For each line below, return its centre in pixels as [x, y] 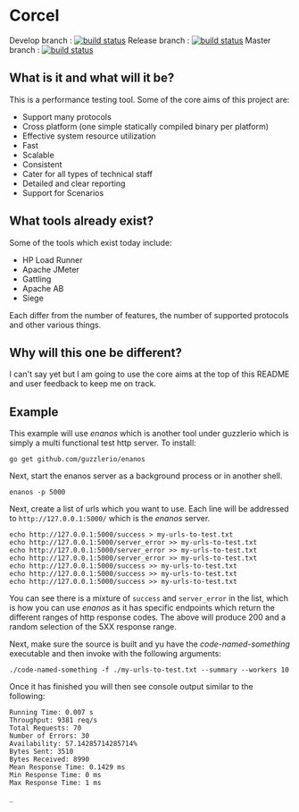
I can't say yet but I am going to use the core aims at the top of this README [149, 374]
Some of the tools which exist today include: [91, 242]
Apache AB [43, 288]
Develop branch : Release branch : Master [140, 40]
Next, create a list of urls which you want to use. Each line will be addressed [149, 509]
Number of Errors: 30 [50, 736]
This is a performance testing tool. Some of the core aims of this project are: [149, 99]
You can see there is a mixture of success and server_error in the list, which [149, 598]
